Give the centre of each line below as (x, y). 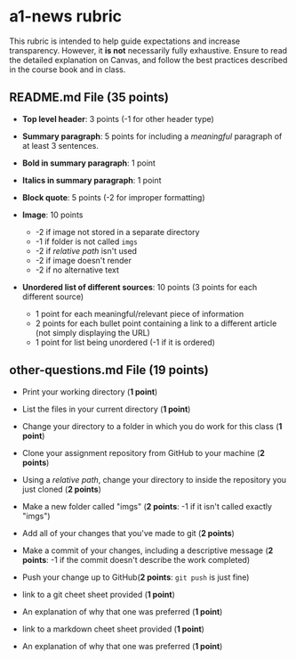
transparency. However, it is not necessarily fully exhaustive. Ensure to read (148, 50)
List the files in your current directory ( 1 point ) (106, 409)
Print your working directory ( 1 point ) (90, 391)
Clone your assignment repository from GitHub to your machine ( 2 (143, 452)
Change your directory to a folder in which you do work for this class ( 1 (152, 426)
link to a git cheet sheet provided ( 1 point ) (99, 594)
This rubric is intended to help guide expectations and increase (125, 41)
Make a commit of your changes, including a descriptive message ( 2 (148, 550)
